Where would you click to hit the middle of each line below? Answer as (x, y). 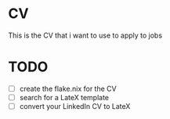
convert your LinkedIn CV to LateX (75, 106)
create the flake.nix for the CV (68, 88)
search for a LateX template (64, 97)
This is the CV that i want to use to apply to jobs (85, 35)
